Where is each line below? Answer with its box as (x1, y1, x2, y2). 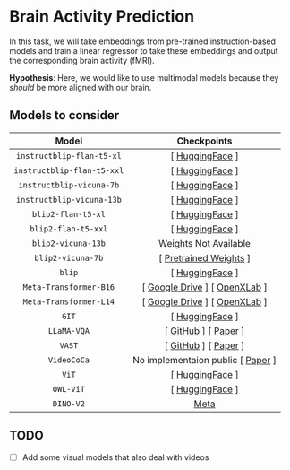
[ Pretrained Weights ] (158, 251, 252, 264)
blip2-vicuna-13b (31, 238, 106, 248)
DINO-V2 (52, 398, 85, 409)
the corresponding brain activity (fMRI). (9, 55, 155, 65)
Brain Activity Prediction (9, 6, 195, 27)
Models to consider (9, 108, 120, 123)
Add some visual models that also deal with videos (21, 451, 209, 463)
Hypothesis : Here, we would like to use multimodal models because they (9, 72, 279, 83)
